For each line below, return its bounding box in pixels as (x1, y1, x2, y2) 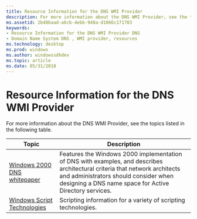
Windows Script (9, 196, 53, 204)
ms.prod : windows (6, 47, 49, 53)
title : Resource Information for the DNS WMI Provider (6, 8, 143, 15)
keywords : (6, 25, 30, 31)
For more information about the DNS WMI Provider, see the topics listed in (6, 120, 185, 127)
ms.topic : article (6, 57, 51, 63)
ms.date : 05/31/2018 (6, 63, 57, 69)
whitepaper (9, 176, 40, 184)
